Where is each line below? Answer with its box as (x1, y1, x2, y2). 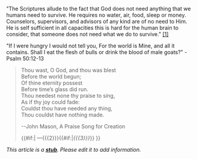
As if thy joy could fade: (20, 98, 80, 106)
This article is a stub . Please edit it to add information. (6, 146, 141, 153)
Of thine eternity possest (20, 79, 83, 86)
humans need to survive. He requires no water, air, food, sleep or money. (6, 11, 186, 19)
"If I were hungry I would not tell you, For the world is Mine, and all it (6, 42, 175, 49)
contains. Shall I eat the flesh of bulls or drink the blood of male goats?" (6, 49, 183, 56)
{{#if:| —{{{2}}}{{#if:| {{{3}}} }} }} (20, 134, 101, 142)
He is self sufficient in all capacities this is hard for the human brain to (6, 24, 179, 31)
